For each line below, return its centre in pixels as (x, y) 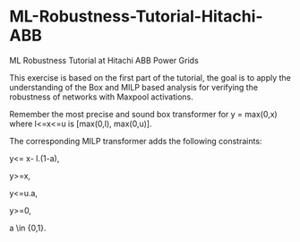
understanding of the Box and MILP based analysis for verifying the (133, 87)
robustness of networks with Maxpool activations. (102, 97)
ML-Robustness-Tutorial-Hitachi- (136, 17)
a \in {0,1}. (28, 228)
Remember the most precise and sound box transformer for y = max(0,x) (143, 114)
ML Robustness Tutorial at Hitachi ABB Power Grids (104, 60)
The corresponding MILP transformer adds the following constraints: (136, 141)
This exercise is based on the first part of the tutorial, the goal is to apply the (150, 77)
